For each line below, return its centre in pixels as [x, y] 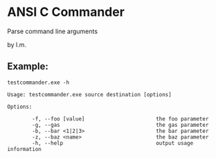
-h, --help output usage [113, 143]
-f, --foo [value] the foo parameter [120, 119]
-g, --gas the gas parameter [120, 125]
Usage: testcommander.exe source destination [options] [89, 94]
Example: [28, 67]
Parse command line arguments [53, 31]
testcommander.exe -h [38, 82]
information [24, 149]
